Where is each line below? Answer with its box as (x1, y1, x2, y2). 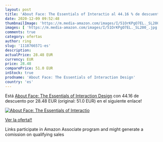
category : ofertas (5, 35, 42, 39)
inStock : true (5, 71, 34, 75)
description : (5, 48, 32, 53)
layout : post (5, 7, 32, 12)
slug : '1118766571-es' (5, 43, 51, 48)
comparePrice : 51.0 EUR (5, 66, 53, 71)
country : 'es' (5, 79, 34, 84)
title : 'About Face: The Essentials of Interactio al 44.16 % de (5, 12, 140, 17)
